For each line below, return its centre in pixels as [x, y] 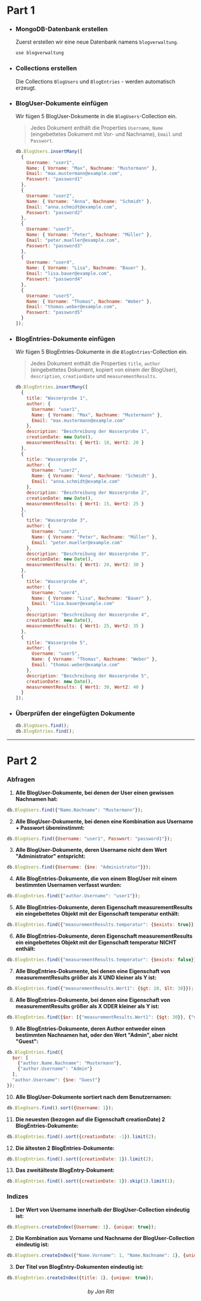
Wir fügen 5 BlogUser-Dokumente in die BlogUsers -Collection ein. [96, 116]
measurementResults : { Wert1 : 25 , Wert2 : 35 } [85, 626]
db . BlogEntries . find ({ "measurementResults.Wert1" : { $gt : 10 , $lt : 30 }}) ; [101, 988]
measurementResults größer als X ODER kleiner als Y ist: [87, 1006]
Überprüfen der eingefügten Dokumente [75, 713]
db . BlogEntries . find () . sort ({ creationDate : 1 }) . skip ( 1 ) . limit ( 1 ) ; [91, 1181]
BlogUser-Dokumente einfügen [62, 103]
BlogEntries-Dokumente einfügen [65, 339]
